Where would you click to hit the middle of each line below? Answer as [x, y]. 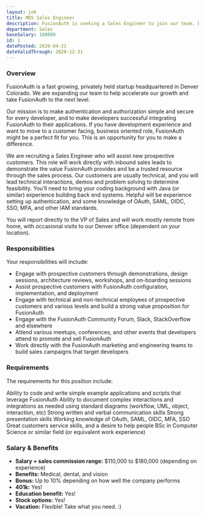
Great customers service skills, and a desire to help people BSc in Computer [102, 425]
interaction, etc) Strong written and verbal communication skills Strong [95, 412]
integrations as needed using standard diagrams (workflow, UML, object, [98, 406]
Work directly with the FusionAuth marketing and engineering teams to [104, 345]
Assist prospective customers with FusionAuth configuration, [92, 287]
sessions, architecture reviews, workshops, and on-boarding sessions [103, 280]
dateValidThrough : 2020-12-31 [45, 52]
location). [18, 233]
